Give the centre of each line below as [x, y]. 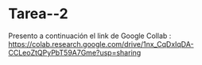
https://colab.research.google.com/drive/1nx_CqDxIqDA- [101, 44]
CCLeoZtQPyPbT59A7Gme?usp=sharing [75, 52]
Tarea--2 [39, 14]
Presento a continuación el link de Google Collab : [90, 36]
